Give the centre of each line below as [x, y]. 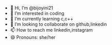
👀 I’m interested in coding [37, 13]
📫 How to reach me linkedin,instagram [51, 30]
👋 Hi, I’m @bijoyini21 [32, 8]
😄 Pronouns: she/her [33, 37]
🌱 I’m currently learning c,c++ [42, 19]
